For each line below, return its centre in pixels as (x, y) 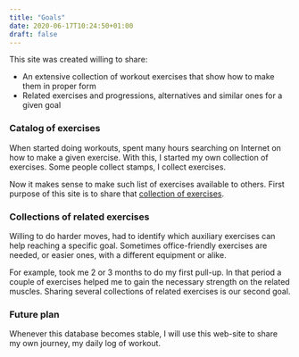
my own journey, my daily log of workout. (85, 344)
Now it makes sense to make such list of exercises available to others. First (147, 184)
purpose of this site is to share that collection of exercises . (117, 194)
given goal (42, 105)
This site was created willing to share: (79, 60)
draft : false (33, 34)
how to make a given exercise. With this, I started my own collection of (139, 157)
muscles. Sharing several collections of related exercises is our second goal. (150, 291)
